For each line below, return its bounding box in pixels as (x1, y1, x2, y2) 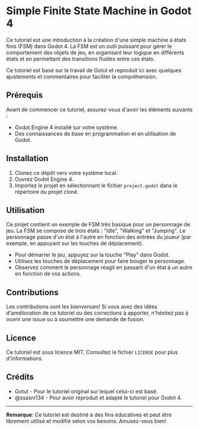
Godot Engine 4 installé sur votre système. (14, 123, 118, 131)
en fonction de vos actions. (14, 270, 82, 277)
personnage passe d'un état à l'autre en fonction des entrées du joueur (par (6, 233, 191, 241)
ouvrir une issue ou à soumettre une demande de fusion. (6, 316, 145, 323)
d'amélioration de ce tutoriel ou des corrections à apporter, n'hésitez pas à (6, 309, 188, 316)
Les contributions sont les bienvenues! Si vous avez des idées (6, 303, 158, 310)
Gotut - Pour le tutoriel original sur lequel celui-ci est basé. (14, 388, 158, 395)
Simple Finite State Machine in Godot (6, 4, 192, 18)
